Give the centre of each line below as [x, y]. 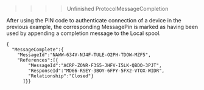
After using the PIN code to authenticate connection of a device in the [94, 20]
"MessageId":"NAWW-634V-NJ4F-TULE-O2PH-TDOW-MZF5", [84, 55]
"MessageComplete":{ [38, 50]
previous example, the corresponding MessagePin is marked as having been [102, 27]
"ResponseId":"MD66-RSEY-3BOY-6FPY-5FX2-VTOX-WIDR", [97, 71]
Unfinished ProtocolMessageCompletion [118, 9]
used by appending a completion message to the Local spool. [84, 33]
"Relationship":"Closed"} [61, 76]
